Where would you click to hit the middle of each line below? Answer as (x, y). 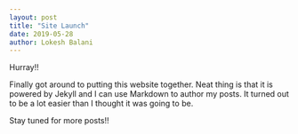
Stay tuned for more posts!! (59, 121)
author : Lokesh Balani (51, 42)
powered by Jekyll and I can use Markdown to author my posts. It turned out (149, 94)
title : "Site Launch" (49, 26)
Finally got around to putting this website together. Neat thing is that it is (141, 84)
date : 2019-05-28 (41, 34)
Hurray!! (24, 67)
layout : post (33, 17)
